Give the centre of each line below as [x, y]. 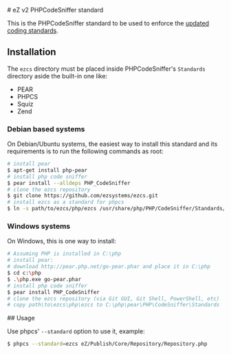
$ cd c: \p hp [24, 273]
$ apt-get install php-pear [47, 170]
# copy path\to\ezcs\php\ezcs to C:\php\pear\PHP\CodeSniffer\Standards [113, 305]
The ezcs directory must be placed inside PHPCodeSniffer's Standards [107, 69]
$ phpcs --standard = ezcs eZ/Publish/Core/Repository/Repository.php [107, 344]
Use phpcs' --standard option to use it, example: [76, 331]
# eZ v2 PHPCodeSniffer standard [55, 10]
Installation [32, 52]
